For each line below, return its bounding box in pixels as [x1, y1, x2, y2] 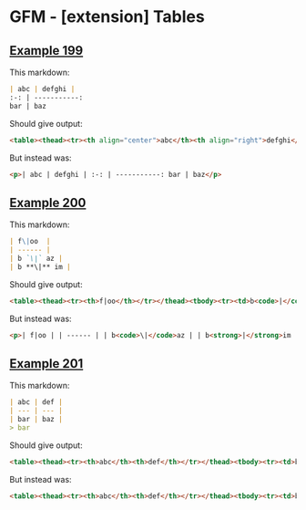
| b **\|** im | [9, 262, 71, 271]
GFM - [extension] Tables [9, 6, 205, 27]
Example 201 [9, 356, 84, 371]
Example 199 [9, 43, 84, 58]
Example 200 [9, 194, 87, 211]
